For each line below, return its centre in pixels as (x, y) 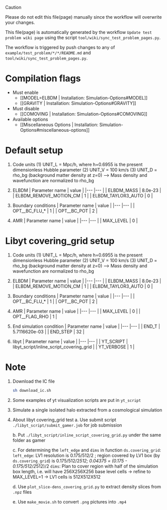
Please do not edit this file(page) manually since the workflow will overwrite (83, 17)
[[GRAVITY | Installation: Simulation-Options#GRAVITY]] (78, 103)
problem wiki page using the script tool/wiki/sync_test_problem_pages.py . (83, 38)
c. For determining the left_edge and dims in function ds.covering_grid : (87, 450)
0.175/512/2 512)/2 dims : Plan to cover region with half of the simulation (85, 466)
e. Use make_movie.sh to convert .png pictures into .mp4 (69, 501)
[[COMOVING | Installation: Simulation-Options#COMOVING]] (83, 114)
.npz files (22, 492)
